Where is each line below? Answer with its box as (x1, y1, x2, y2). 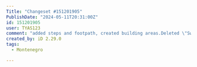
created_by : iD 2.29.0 (6, 36, 62, 42)
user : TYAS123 (6, 25, 41, 31)
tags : (6, 42, 19, 48)
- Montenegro (11, 47, 43, 53)
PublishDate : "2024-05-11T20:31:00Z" (6, 14, 98, 20)
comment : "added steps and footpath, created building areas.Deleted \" (6, 31, 188, 36)
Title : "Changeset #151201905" (6, 8, 83, 15)
